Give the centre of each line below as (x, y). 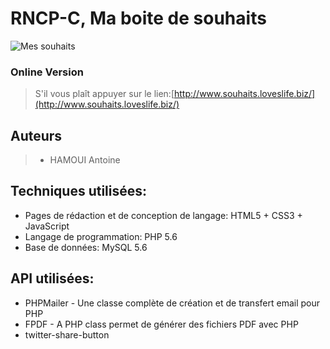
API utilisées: (52, 278)
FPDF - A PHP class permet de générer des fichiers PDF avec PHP (161, 324)
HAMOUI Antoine (85, 160)
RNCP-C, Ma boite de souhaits (138, 18)
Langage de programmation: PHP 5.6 (101, 236)
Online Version (47, 72)
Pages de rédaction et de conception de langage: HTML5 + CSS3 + (163, 215)
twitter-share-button (67, 334)
